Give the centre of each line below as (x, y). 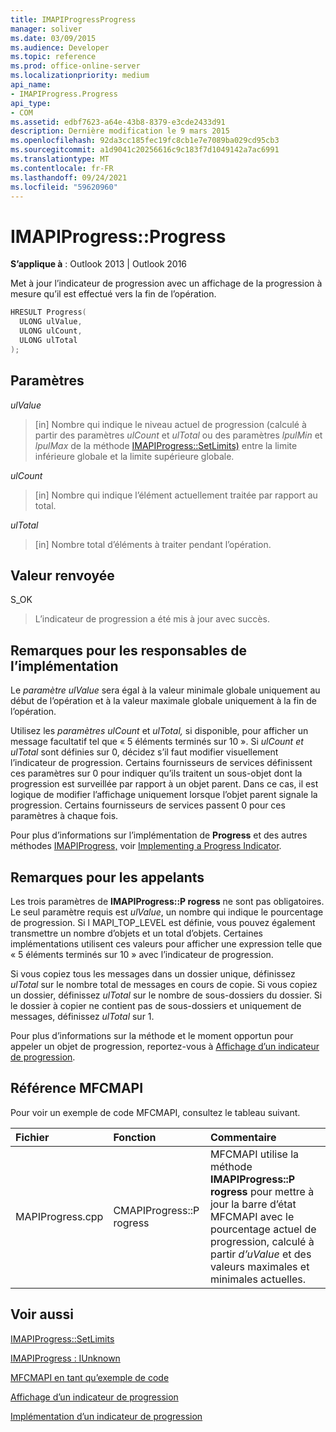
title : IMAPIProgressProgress (73, 19)
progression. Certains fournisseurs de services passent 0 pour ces (148, 805)
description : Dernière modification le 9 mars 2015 (120, 131)
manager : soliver (46, 29)
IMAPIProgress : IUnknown (65, 1358)
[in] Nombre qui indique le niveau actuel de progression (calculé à (170, 424)
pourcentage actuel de (263, 1229)
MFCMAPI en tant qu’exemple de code (90, 1377)
